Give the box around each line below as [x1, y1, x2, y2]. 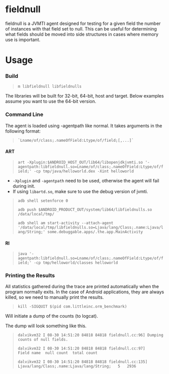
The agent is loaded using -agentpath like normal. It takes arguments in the [5, 122, 162, 129]
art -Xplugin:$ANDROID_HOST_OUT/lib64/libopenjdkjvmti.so [17, 160, 143, 165]
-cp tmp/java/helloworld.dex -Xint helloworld [33, 169, 134, 174]
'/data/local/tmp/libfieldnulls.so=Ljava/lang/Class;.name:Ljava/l [17, 225, 163, 230]
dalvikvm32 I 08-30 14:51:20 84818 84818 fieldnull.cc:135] [17, 359, 148, 364]
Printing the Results [5, 272, 55, 279]
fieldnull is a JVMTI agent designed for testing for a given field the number [5, 20, 161, 26]
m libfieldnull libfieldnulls [17, 84, 82, 89]
